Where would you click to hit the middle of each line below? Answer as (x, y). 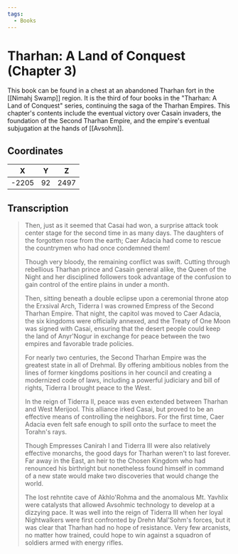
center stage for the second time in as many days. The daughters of (124, 233)
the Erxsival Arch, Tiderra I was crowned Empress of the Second (119, 306)
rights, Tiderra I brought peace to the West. (88, 388)
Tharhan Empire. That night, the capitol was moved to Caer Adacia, (123, 313)
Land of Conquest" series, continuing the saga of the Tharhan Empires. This (119, 106)
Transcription (38, 208)
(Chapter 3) (42, 71)
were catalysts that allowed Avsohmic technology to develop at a (120, 505)
